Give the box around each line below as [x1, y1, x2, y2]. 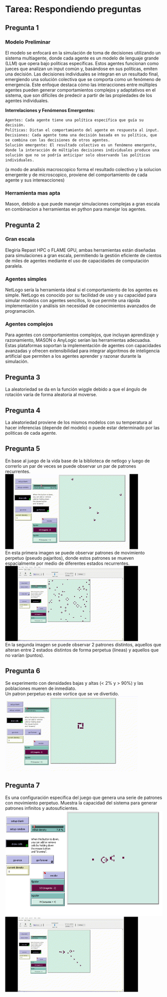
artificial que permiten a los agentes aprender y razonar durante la [5, 353, 141, 359]
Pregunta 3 [5, 373, 41, 381]
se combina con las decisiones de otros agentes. [5, 138, 111, 143]
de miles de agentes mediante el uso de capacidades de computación [5, 258, 150, 264]
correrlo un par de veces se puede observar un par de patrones [5, 463, 136, 469]
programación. [5, 308, 35, 314]
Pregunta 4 [5, 406, 41, 415]
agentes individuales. [5, 98, 49, 104]
